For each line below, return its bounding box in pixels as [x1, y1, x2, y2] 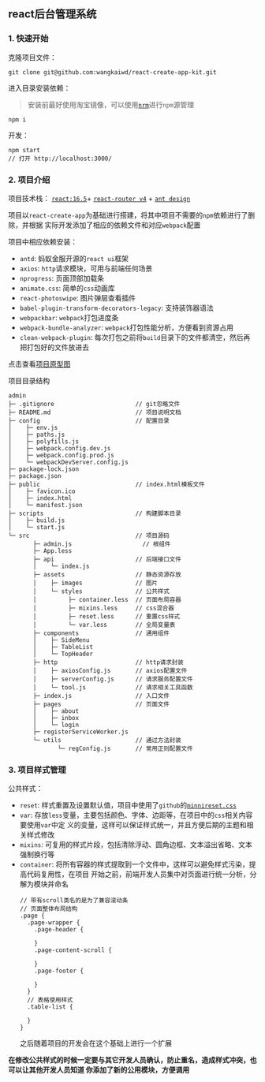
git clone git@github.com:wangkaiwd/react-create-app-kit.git [8, 68, 217, 76]
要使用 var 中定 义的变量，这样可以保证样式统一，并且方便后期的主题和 [19, 820, 247, 830]
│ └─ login [32, 721, 80, 729]
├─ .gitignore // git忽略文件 [8, 400, 181, 408]
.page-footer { [34, 967, 84, 976]
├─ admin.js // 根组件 [32, 539, 171, 548]
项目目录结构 [8, 375, 50, 385]
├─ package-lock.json [8, 465, 80, 473]
